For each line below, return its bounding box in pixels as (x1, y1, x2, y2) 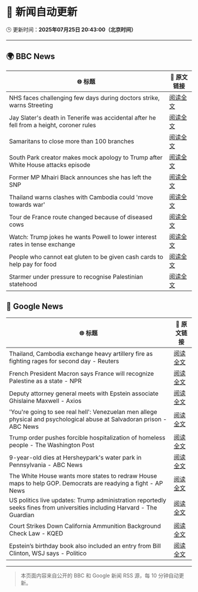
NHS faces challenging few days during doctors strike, (9, 94, 160, 102)
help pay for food (9, 260, 57, 268)
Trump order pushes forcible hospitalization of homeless (9, 434, 166, 442)
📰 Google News (6, 302, 64, 312)
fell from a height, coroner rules (9, 121, 96, 129)
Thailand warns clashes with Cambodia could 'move (9, 193, 153, 201)
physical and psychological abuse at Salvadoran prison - (9, 415, 167, 423)
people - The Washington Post (9, 441, 94, 449)
